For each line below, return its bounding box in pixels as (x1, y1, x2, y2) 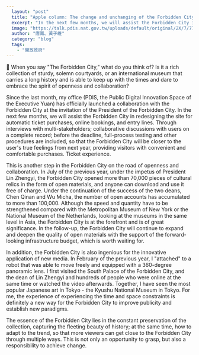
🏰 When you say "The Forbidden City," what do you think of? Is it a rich (6, 63, 179, 70)
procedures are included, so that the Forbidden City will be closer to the (6, 137, 182, 145)
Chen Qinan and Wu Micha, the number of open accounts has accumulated (6, 193, 190, 200)
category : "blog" (11, 36, 54, 42)
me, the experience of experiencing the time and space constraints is (6, 292, 176, 299)
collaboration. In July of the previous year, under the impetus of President (6, 168, 186, 175)
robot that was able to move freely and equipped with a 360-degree (6, 261, 172, 268)
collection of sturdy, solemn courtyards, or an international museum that (6, 69, 182, 77)
